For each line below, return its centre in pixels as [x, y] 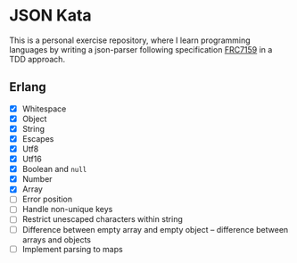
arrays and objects [57, 239]
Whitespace [44, 109]
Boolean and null [54, 169]
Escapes [38, 138]
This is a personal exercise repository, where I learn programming [130, 40]
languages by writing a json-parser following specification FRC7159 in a [141, 49]
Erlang [28, 87]
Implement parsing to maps [72, 249]
